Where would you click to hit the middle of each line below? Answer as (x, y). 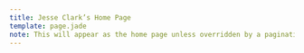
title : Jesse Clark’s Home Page (70, 18)
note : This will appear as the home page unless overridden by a (135, 34)
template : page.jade (48, 26)
